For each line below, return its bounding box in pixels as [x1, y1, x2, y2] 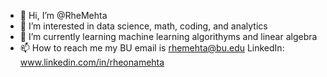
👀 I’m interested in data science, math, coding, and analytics [19, 20, 268, 32]
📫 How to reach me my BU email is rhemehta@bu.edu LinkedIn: [19, 42, 285, 54]
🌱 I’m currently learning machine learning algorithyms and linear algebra [19, 31, 318, 42]
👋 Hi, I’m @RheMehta [19, 10, 108, 21]
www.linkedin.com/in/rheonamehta [19, 56, 165, 68]
